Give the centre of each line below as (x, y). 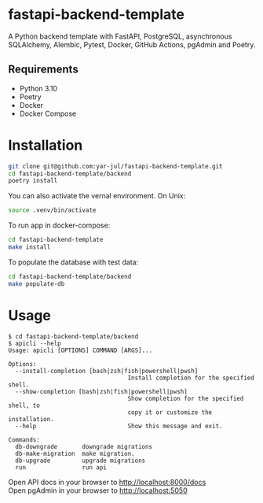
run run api (61, 467)
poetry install (33, 181)
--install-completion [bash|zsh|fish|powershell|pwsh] (107, 371)
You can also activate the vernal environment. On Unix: (97, 196)
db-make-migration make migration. (75, 453)
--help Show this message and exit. (119, 426)
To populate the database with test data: (73, 262)
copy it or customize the (170, 412)
